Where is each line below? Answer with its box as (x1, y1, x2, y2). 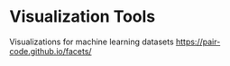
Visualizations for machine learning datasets (9, 36, 174, 47)
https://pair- (175, 36, 221, 47)
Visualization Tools (9, 6, 156, 27)
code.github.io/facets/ (9, 45, 92, 56)
